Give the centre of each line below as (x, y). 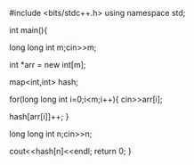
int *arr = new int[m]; (48, 65)
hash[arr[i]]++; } (39, 116)
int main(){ (28, 30)
